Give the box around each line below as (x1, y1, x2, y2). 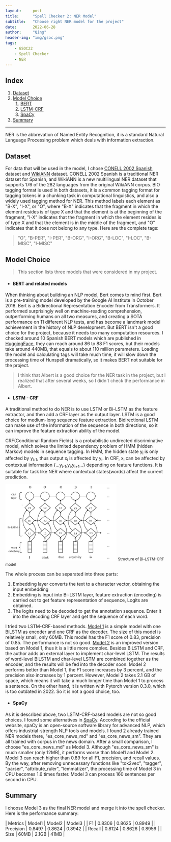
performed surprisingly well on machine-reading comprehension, (5, 308, 142, 314)
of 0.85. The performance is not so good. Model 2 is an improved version (5, 639, 159, 645)
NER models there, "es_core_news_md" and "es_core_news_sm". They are (5, 733, 161, 739)
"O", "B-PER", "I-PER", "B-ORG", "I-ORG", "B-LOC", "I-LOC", (17, 235, 144, 241)
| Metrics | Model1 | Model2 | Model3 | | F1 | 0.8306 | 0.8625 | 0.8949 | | (5, 820, 156, 826)
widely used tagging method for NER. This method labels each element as (5, 198, 161, 204)
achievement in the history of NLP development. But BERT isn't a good (5, 324, 153, 330)
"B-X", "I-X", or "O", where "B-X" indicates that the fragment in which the (5, 203, 159, 209)
